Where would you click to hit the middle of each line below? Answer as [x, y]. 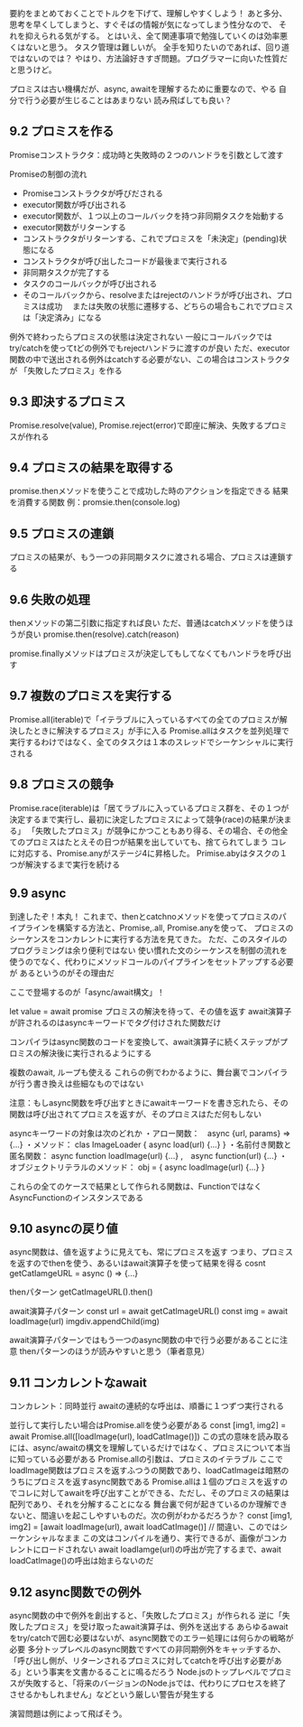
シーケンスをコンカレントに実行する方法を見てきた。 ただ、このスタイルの [148, 938]
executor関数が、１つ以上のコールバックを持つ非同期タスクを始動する [153, 216]
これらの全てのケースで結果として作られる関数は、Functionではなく [136, 1186]
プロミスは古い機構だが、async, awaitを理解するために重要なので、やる [143, 89]
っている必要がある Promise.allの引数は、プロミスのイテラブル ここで [154, 1459]
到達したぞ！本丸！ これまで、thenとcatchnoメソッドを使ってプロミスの [144, 916]
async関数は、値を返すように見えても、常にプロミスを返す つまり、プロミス [151, 1252]
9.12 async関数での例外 [75, 1592]
